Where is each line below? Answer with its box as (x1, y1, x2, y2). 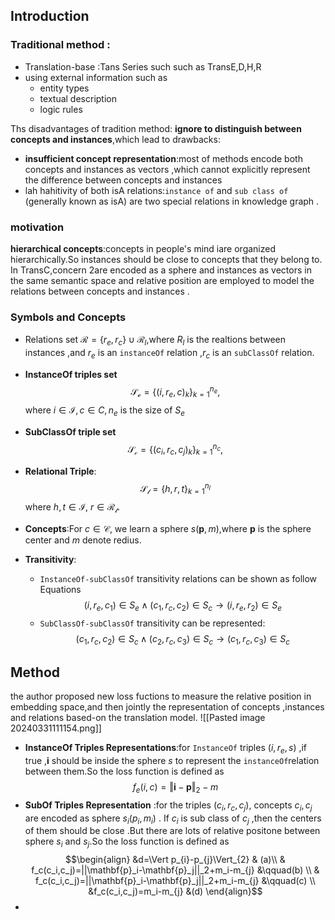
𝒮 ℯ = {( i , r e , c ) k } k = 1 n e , (130, 384, 221, 400)
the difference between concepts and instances (24, 174, 223, 186)
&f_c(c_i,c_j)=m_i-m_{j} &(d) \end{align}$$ (88, 885, 263, 898)
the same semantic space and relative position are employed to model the (10, 274, 315, 286)
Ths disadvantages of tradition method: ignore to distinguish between (10, 122, 302, 134)
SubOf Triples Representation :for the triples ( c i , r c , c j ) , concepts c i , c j (24, 799, 313, 813)
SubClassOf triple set (24, 426, 117, 438)
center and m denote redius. (24, 534, 142, 546)
